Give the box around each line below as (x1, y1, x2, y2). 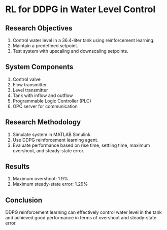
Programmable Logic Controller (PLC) (12, 97, 91, 104)
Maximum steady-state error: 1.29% (12, 181, 88, 187)
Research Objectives (5, 24, 73, 32)
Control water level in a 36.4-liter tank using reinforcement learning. (12, 37, 155, 43)
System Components (5, 62, 74, 72)
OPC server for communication (12, 103, 78, 109)
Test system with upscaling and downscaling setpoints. (12, 48, 128, 54)
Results (5, 162, 30, 171)
